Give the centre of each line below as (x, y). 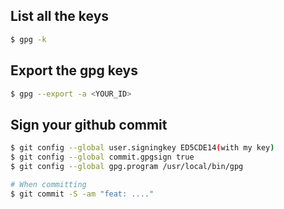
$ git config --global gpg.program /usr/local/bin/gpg (127, 166)
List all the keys (60, 16)
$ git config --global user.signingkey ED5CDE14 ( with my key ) (142, 148)
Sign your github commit (89, 124)
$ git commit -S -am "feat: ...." (82, 194)
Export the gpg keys (74, 70)
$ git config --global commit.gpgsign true (102, 157)
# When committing (48, 184)
